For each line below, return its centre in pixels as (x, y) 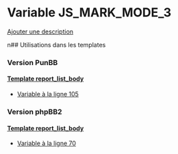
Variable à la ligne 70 (47, 143)
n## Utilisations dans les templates (56, 44)
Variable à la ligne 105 (48, 94)
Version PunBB (33, 62)
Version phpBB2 (35, 112)
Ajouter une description (40, 31)
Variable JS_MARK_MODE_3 (89, 13)
